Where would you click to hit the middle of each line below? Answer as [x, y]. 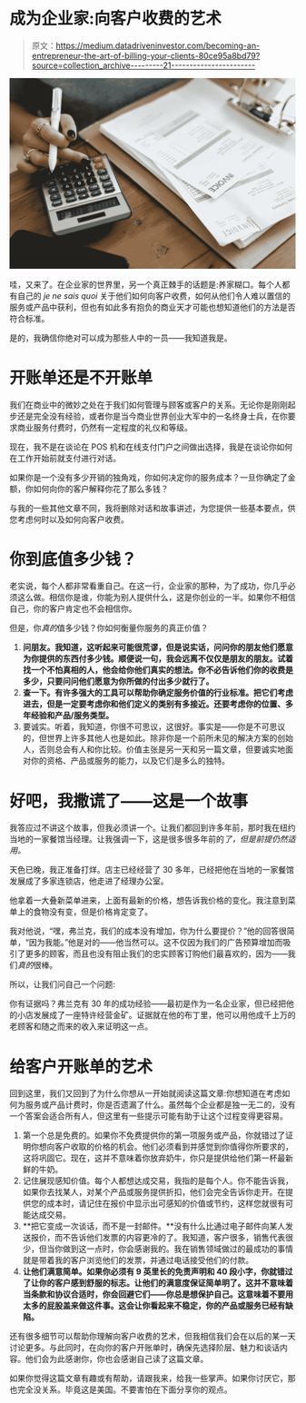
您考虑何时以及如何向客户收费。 [69, 519]
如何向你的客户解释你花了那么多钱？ [101, 489]
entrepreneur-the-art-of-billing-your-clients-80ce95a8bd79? [146, 55]
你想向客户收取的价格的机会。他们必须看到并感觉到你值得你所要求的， [162, 1147]
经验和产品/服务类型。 [72, 716]
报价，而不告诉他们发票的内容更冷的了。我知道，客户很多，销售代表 [158, 1238]
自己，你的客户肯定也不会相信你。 [73, 608]
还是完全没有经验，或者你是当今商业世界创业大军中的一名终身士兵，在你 [152, 416]
